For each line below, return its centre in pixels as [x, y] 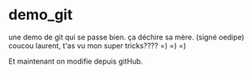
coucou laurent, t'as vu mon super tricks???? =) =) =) [98, 45]
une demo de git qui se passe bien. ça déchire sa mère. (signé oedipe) [126, 37]
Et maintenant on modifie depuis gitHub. [76, 61]
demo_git [41, 15]
